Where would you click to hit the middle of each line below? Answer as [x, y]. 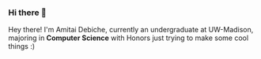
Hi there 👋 [28, 13]
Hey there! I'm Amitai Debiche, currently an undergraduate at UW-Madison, [131, 30]
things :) [22, 46]
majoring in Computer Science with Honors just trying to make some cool [129, 38]
